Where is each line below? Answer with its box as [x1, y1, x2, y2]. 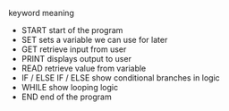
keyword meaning [8, 8, 75, 18]
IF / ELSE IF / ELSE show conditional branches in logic [21, 73, 220, 83]
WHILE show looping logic [21, 82, 118, 92]
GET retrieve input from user [21, 44, 127, 55]
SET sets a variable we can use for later [21, 35, 168, 45]
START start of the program [21, 25, 123, 35]
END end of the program [21, 91, 113, 102]
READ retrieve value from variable [21, 63, 147, 73]
